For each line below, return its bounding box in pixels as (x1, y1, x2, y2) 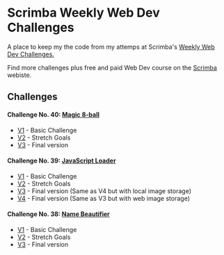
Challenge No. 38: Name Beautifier (7, 210, 110, 218)
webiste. (7, 71, 32, 79)
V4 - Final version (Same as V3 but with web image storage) (17, 194, 190, 202)
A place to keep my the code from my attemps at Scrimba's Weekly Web (7, 42, 215, 51)
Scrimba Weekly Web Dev (7, 5, 160, 21)
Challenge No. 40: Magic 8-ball (7, 110, 99, 119)
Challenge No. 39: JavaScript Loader (7, 156, 116, 165)
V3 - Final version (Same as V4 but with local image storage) (17, 186, 192, 195)
